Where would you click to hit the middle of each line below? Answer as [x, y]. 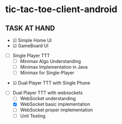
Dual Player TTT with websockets [48, 93]
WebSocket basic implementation [55, 104]
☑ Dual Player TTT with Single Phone [51, 83]
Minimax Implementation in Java [54, 67]
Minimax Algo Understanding [50, 61]
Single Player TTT [31, 55]
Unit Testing [33, 116]
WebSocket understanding [48, 99]
